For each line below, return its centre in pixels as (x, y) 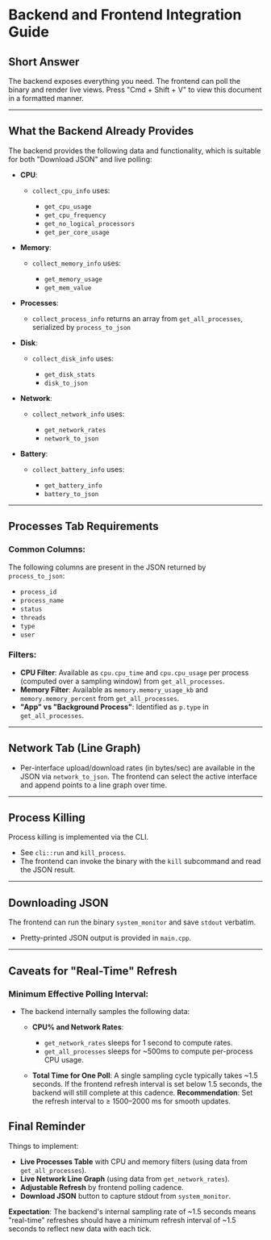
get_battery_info (73, 486)
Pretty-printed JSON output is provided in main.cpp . (106, 938)
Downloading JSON (58, 902)
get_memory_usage (73, 279)
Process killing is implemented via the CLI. (79, 837)
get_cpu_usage (68, 207)
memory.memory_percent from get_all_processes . (100, 698)
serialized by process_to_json (81, 327)
